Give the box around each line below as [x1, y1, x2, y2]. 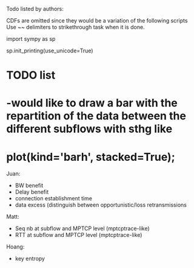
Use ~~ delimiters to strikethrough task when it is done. [6, 24, 145, 30]
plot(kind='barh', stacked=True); [6, 150, 175, 164]
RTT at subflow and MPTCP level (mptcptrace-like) [15, 231, 142, 239]
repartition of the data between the [6, 109, 187, 123]
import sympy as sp [6, 35, 56, 42]
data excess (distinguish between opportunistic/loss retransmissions [15, 201, 187, 209]
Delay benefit [15, 188, 49, 196]
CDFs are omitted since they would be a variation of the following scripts [6, 17, 188, 24]
